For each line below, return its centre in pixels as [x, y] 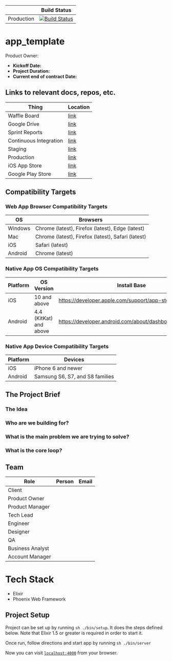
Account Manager [29, 557]
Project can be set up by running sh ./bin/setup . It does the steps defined [84, 627]
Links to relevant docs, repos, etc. [61, 92]
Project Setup [28, 615]
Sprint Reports [25, 132]
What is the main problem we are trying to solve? [67, 437]
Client [15, 490]
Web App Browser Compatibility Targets [56, 207]
